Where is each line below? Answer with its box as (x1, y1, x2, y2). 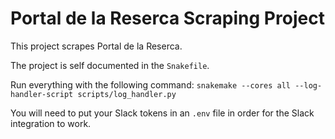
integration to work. (10, 117, 92, 129)
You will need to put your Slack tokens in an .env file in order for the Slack (10, 107, 315, 119)
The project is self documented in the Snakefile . (10, 59, 210, 71)
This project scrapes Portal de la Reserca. (10, 40, 183, 52)
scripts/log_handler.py (77, 89, 177, 99)
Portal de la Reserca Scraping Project (10, 7, 325, 30)
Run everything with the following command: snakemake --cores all (10, 78, 292, 91)
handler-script (10, 89, 74, 99)
